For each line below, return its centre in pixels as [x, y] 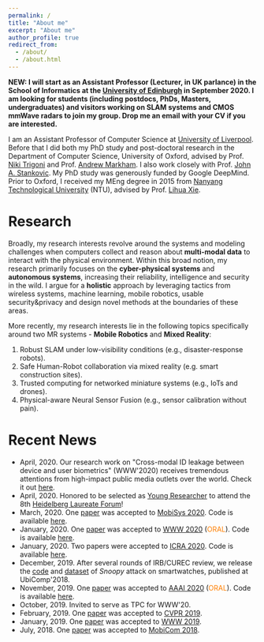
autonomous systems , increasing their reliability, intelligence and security [129, 276]
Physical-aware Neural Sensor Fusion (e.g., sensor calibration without [133, 400]
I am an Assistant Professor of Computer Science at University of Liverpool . [131, 139]
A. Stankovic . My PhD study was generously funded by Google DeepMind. [129, 173]
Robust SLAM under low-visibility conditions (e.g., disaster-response [131, 349]
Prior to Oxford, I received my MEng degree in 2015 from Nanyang [115, 181]
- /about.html [38, 60]
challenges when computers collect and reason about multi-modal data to [129, 252]
